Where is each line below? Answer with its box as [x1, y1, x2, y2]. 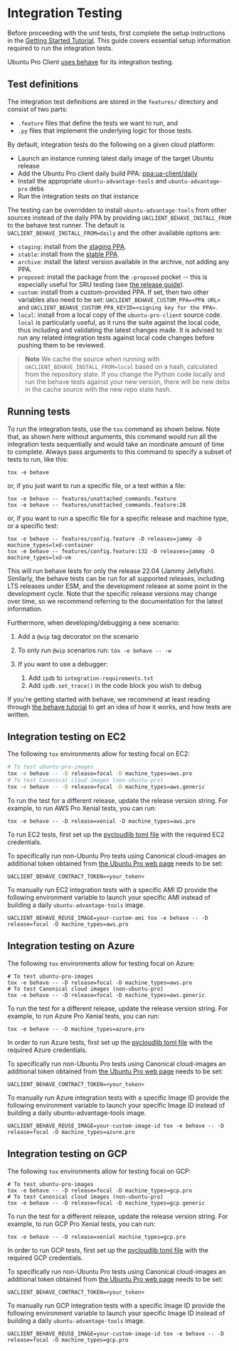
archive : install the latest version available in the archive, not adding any [17, 257, 230, 265]
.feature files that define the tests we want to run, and [17, 118, 178, 127]
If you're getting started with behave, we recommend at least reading [7, 694, 211, 704]
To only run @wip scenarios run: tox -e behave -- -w [17, 646, 172, 654]
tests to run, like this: [7, 455, 69, 463]
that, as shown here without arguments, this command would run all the [7, 432, 217, 440]
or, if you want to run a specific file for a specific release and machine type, [7, 514, 229, 522]
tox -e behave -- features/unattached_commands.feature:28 [7, 501, 186, 508]
